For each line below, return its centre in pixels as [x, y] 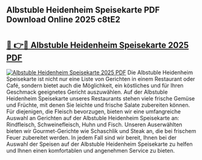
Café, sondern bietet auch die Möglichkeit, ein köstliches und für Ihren [95, 86]
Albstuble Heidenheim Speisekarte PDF [83, 10]
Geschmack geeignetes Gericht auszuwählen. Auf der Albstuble [87, 92]
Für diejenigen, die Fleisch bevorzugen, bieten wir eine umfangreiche [94, 112]
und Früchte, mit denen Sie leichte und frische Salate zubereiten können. [98, 105]
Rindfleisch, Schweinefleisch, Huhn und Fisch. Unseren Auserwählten [94, 124]
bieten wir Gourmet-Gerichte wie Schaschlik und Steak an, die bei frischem [101, 131]
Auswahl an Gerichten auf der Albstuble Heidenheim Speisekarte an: [93, 118]
